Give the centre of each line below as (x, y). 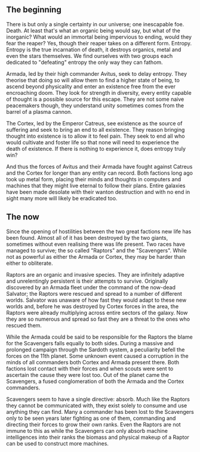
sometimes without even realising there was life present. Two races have (96, 244)
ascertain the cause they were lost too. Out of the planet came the (87, 374)
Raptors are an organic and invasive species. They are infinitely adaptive (95, 274)
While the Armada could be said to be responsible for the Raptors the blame (99, 337)
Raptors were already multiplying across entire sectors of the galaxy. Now (97, 312)
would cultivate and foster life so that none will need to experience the (93, 142)
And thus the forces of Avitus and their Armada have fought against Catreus (99, 166)
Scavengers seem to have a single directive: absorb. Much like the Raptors (98, 399)
